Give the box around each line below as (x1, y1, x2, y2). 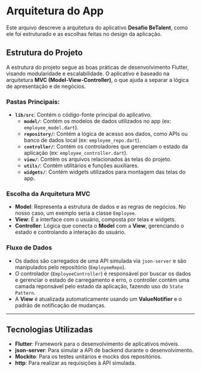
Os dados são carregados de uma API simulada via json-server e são (14, 257, 187, 264)
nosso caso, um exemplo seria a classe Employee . (14, 209, 136, 217)
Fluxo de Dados (6, 243, 53, 252)
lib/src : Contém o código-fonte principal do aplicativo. (14, 111, 152, 118)
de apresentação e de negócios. (6, 83, 86, 90)
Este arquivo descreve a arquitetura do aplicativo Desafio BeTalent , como (6, 24, 188, 31)
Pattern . (14, 289, 36, 296)
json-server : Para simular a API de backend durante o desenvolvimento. (14, 347, 194, 354)
